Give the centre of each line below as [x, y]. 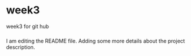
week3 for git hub [27, 26]
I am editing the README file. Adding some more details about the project [95, 41]
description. [21, 47]
